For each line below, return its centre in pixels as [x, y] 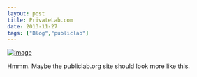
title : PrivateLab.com [40, 20]
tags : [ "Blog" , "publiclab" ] [48, 33]
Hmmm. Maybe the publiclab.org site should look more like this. [99, 66]
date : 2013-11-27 [32, 26]
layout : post [26, 14]
